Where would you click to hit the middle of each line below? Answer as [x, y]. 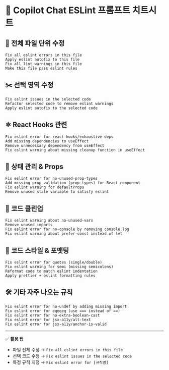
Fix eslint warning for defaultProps [45, 187]
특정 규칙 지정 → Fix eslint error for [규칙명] [60, 362]
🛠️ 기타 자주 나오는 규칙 [39, 293]
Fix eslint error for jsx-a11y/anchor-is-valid [56, 324]
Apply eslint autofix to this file [43, 60]
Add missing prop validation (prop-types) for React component [73, 183]
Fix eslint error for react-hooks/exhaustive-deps [59, 137]
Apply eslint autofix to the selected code [52, 108]
